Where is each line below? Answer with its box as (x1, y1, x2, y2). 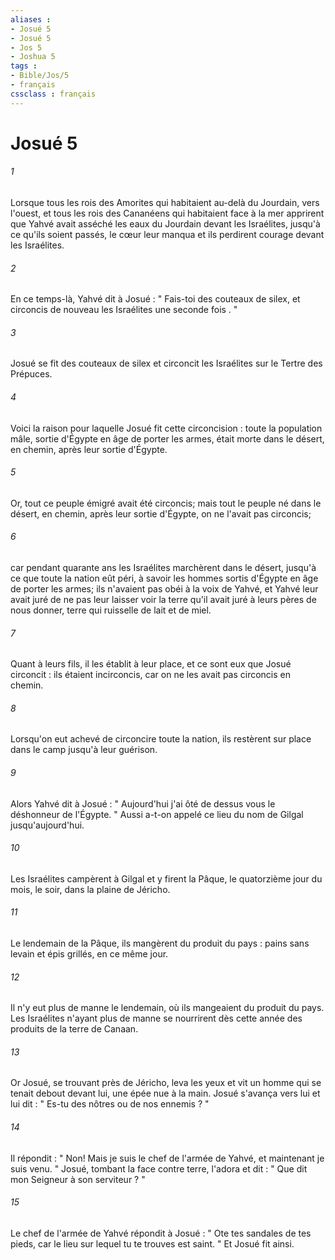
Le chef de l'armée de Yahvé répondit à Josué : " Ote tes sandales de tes (10, 1227, 312, 1239)
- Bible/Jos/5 (10, 71, 70, 81)
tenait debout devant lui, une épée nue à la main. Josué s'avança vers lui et (10, 1087, 321, 1100)
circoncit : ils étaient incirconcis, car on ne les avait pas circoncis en (10, 669, 292, 681)
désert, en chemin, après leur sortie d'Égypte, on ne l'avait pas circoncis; (10, 507, 312, 520)
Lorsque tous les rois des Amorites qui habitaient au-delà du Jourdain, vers (10, 197, 320, 209)
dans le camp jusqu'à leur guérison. (10, 744, 158, 756)
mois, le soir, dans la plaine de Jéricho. (10, 883, 171, 895)
